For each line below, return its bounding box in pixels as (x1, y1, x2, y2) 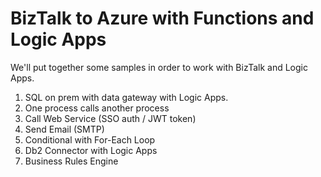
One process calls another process (24, 102, 170, 114)
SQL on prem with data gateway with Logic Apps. (24, 91, 229, 103)
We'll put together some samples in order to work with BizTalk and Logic (10, 61, 308, 73)
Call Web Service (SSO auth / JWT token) (24, 112, 197, 124)
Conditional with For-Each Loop (24, 133, 156, 146)
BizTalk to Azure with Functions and (10, 7, 315, 30)
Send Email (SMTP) (24, 123, 105, 135)
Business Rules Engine (24, 155, 119, 167)
